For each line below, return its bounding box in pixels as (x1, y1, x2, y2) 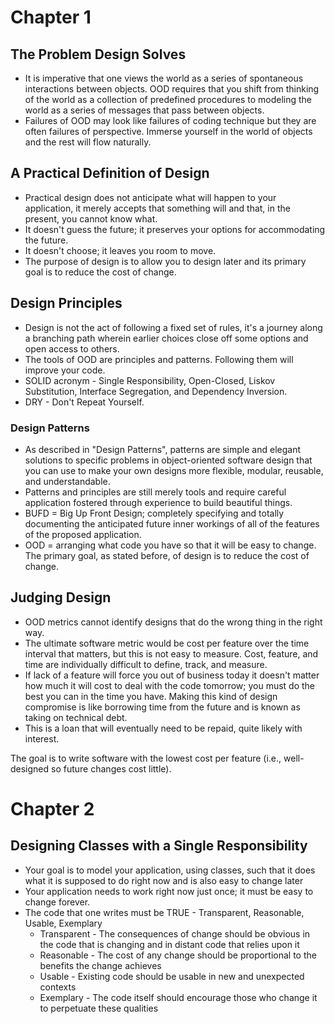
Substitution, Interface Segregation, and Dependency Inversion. (24, 385, 288, 397)
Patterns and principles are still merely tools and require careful (24, 486, 287, 498)
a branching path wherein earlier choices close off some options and (24, 332, 309, 344)
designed (10, 762, 50, 775)
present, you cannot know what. (24, 212, 158, 225)
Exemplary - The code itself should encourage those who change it (39, 991, 318, 1003)
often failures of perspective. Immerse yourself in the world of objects (24, 126, 313, 137)
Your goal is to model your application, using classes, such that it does (24, 864, 316, 876)
